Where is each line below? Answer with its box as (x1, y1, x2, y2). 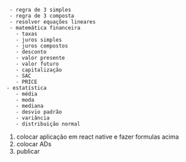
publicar (16, 148, 40, 155)
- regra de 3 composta (9, 12, 75, 19)
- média (15, 91, 38, 97)
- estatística (6, 84, 47, 91)
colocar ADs (16, 140, 52, 148)
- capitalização (15, 67, 62, 73)
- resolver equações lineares (9, 19, 96, 25)
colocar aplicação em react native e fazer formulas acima (16, 132, 179, 141)
